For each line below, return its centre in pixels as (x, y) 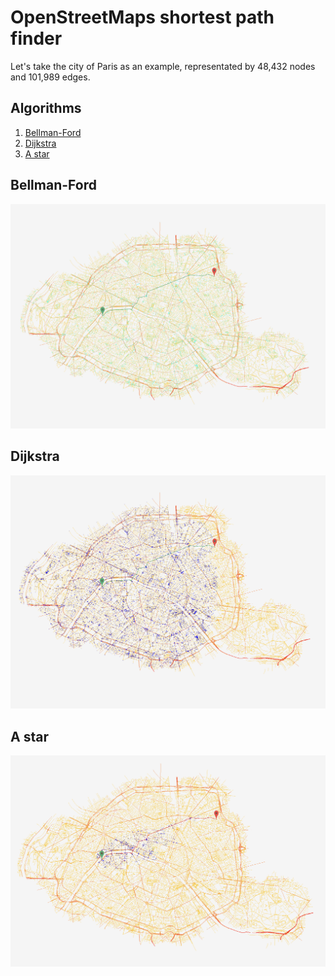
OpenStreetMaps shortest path (142, 17)
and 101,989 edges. (50, 77)
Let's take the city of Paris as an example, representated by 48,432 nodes (163, 66)
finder (36, 38)
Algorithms (46, 108)
